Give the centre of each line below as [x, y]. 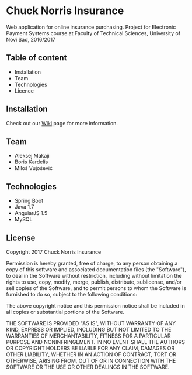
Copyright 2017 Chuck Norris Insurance [54, 252]
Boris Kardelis [31, 162]
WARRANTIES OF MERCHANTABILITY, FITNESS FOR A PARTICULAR [88, 336]
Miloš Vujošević [34, 168]
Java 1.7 [24, 207]
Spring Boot [29, 201]
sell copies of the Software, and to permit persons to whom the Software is [96, 288]
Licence [24, 91]
